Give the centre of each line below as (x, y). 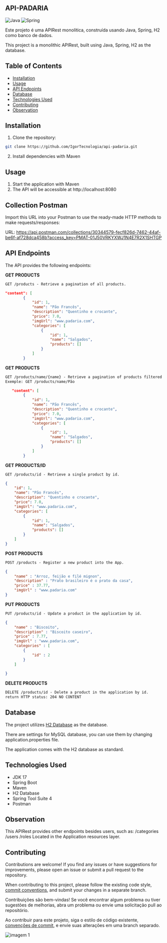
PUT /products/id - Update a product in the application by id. (73, 613)
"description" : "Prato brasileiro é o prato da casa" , (74, 581)
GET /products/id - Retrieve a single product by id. (62, 474)
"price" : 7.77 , (31, 636)
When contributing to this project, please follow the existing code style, (78, 885)
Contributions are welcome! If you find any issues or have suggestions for (81, 864)
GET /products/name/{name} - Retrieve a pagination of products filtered (84, 377)
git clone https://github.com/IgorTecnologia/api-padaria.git (71, 147)
